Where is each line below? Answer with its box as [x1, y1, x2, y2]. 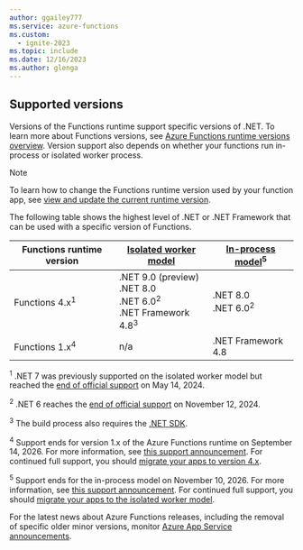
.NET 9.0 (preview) [118, 271, 200, 284]
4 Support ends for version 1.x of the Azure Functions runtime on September [9, 435, 293, 447]
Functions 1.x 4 [14, 339, 77, 353]
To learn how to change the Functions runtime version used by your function [9, 184, 294, 195]
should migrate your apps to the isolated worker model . [9, 493, 215, 505]
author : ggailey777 [9, 13, 83, 23]
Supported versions [9, 96, 124, 113]
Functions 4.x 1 [14, 294, 77, 308]
